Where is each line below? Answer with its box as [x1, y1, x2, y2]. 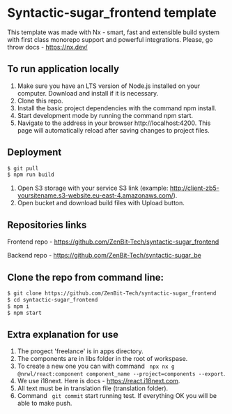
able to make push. [17, 399, 72, 408]
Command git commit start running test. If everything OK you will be [17, 392, 217, 400]
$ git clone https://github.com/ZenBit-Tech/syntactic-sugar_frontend [7, 290, 217, 297]
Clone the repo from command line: [7, 271, 164, 283]
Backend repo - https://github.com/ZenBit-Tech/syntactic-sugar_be [7, 251, 202, 260]
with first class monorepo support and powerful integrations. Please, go [7, 35, 213, 43]
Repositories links [7, 219, 87, 231]
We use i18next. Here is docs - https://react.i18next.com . [17, 377, 180, 385]
